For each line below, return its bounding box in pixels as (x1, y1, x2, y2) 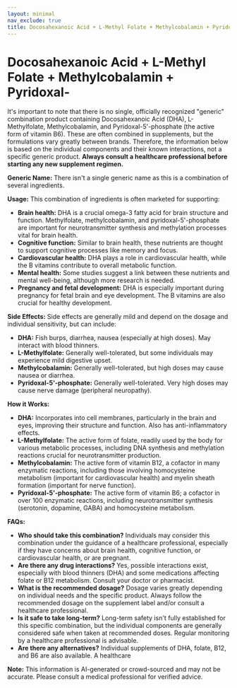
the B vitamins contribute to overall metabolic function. (17, 261, 177, 269)
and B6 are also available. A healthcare (17, 651, 131, 660)
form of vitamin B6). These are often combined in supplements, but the (7, 130, 214, 139)
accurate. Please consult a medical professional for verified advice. (7, 672, 203, 681)
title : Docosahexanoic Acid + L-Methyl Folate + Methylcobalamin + (7, 23, 210, 30)
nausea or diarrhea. (17, 371, 75, 380)
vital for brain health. (17, 231, 78, 240)
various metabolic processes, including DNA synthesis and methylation (17, 443, 224, 453)
